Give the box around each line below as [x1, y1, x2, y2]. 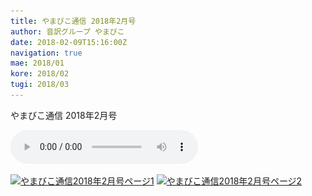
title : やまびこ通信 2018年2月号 [10, 16, 137, 26]
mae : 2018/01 [10, 58, 65, 69]
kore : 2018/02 [10, 69, 70, 79]
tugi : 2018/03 [10, 80, 70, 90]
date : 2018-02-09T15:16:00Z [10, 37, 128, 47]
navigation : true [10, 48, 83, 58]
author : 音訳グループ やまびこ [10, 26, 125, 37]
